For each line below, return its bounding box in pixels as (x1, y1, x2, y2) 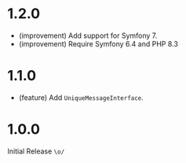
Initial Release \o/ (7, 146, 65, 156)
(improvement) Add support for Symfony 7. (18, 31, 158, 40)
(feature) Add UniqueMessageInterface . (18, 92, 144, 102)
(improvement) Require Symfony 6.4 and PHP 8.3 (18, 39, 178, 48)
